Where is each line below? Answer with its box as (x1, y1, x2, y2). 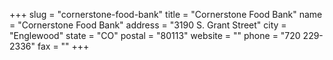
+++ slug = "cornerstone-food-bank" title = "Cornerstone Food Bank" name (9, 9, 323, 20)
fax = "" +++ (37, 40, 90, 52)
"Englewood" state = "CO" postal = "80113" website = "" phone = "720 (9, 30, 301, 41)
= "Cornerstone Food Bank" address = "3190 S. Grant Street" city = (9, 19, 287, 31)
